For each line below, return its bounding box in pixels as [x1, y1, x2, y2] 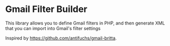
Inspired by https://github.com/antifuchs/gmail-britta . [5, 35, 117, 41]
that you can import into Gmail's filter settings [5, 25, 100, 31]
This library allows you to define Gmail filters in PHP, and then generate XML [5, 20, 165, 26]
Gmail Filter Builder [5, 3, 88, 15]
